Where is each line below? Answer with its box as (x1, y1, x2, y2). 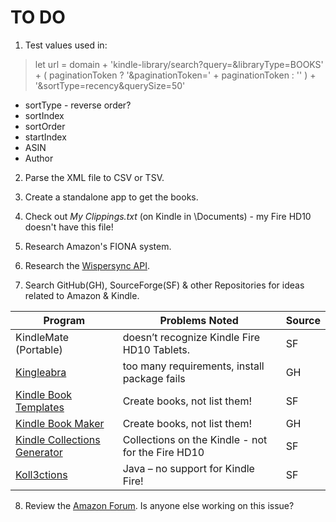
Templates (15, 400, 65, 414)
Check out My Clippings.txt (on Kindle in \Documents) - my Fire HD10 (24, 210, 312, 222)
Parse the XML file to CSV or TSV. (24, 171, 165, 183)
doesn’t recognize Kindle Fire (122, 330, 261, 344)
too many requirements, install (122, 359, 265, 373)
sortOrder (24, 120, 66, 132)
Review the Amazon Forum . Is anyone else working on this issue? (24, 499, 295, 511)
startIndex (24, 131, 67, 143)
